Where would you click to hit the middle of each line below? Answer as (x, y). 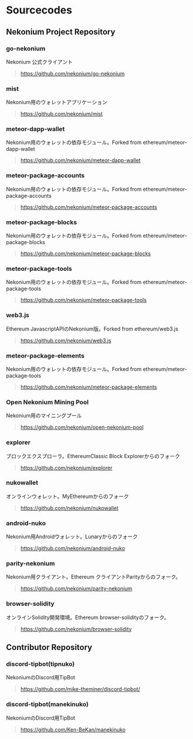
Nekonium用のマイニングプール (44, 415)
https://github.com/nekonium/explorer (66, 468)
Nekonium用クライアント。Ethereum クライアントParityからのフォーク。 (94, 577)
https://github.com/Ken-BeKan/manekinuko (73, 730)
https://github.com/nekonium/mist (61, 114)
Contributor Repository (49, 647)
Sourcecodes (39, 10)
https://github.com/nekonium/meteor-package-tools (84, 300)
